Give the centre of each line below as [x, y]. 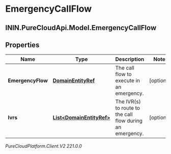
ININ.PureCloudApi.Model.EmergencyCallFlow [81, 28]
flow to [123, 74]
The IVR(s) [128, 101]
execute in [128, 81]
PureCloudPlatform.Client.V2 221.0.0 [44, 146]
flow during [129, 121]
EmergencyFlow [28, 81]
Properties [22, 45]
